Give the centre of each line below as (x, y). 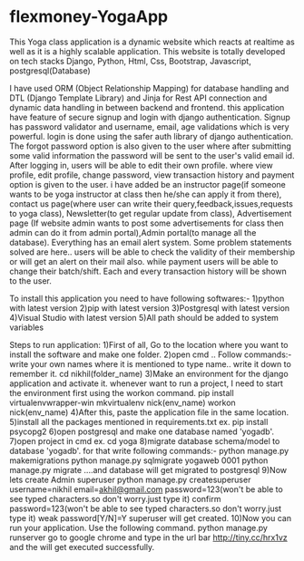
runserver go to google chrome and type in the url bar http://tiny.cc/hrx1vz (148, 537)
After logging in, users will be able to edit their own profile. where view (142, 165)
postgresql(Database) (50, 71)
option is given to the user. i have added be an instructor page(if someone (147, 184)
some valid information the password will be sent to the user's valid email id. (152, 155)
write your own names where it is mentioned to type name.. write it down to (151, 363)
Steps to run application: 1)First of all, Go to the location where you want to (149, 344)
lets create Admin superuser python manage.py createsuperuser (130, 479)
